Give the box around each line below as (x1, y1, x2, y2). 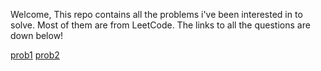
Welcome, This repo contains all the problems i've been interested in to (10, 9, 303, 20)
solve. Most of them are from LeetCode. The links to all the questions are (10, 19, 311, 31)
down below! (10, 30, 64, 41)
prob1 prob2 (10, 49, 60, 61)
